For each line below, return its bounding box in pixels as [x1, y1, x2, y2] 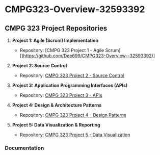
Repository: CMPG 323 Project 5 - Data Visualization [19, 132, 130, 138]
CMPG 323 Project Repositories [5, 24, 108, 33]
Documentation [5, 144, 44, 151]
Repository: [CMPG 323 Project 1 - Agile [19, 47, 104, 53]
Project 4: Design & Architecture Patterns [12, 102, 102, 108]
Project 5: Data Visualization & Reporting [12, 122, 100, 128]
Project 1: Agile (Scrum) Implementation [12, 37, 99, 43]
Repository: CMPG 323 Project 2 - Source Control [19, 72, 124, 79]
